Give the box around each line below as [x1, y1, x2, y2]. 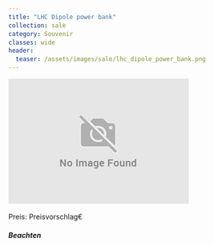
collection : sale [8, 21, 67, 30]
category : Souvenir [8, 30, 74, 38]
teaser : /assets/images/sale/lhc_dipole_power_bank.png [15, 55, 206, 63]
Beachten [8, 230, 42, 240]
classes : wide [8, 38, 56, 46]
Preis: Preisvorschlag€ [8, 212, 83, 221]
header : [8, 46, 34, 55]
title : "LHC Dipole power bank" [8, 13, 116, 21]
